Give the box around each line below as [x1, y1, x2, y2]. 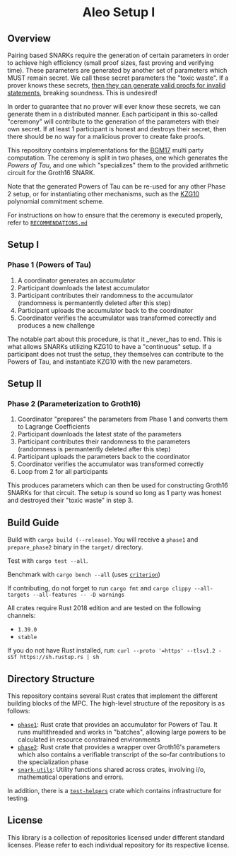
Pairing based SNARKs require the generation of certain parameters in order [7, 51, 230, 59]
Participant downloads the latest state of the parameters [17, 430, 182, 439]
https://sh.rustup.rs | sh [20, 654, 100, 661]
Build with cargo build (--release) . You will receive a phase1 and [7, 535, 199, 544]
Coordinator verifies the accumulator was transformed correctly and [17, 314, 217, 322]
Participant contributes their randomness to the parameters [17, 437, 191, 446]
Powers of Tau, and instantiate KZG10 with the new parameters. [7, 357, 192, 366]
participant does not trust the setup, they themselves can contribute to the [7, 350, 224, 358]
